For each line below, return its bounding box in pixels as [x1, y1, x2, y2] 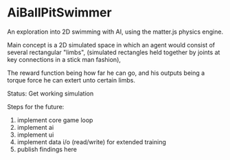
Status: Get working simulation [7, 89, 94, 98]
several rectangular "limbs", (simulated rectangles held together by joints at [7, 48, 220, 56]
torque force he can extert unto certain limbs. [7, 76, 136, 84]
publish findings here [16, 145, 78, 153]
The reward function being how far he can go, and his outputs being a [7, 69, 205, 77]
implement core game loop [16, 115, 93, 124]
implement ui [16, 130, 54, 139]
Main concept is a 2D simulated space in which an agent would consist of [7, 41, 215, 49]
